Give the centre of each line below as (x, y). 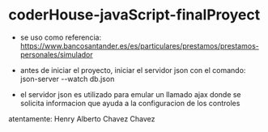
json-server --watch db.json (67, 79)
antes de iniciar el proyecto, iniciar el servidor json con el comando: (133, 70)
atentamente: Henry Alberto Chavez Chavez (82, 118)
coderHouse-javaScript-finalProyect (134, 15)
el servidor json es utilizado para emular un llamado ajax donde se (130, 94)
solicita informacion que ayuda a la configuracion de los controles (130, 103)
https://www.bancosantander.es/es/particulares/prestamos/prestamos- (139, 45)
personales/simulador (56, 54)
